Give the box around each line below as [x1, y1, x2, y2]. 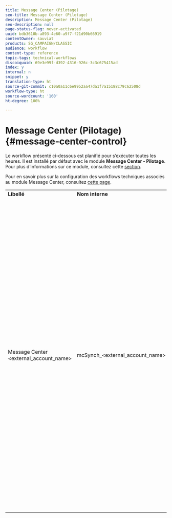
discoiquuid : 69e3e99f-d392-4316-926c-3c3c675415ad [5, 60, 118, 65]
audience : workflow [5, 46, 47, 51]
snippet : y [5, 74, 29, 80]
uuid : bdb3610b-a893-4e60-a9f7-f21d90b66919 [5, 31, 102, 36]
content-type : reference [5, 50, 58, 55]
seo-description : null [5, 22, 54, 27]
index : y [5, 65, 24, 70]
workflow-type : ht [5, 88, 45, 94]
